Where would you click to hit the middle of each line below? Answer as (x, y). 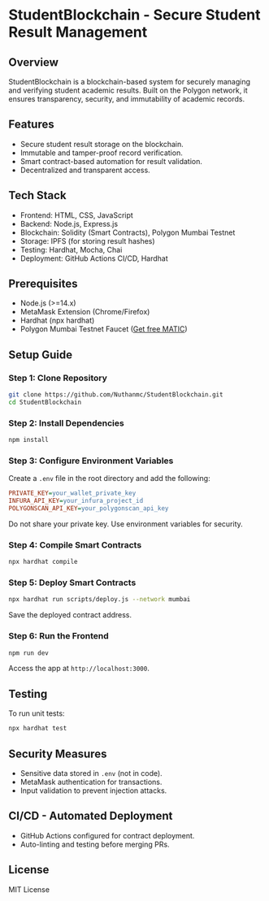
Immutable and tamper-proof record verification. (101, 153)
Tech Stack (37, 195)
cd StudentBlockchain (45, 402)
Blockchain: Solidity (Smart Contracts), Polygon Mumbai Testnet (128, 232)
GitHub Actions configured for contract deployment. (107, 835)
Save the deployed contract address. (70, 615)
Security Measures (58, 754)
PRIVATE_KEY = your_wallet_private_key (72, 493)
